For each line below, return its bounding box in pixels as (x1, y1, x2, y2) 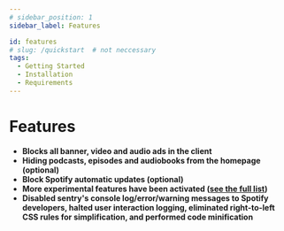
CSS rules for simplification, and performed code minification (21, 212, 254, 222)
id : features (9, 37, 58, 46)
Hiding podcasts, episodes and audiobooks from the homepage (21, 155, 261, 166)
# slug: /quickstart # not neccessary (9, 45, 157, 54)
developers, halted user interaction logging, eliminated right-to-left (21, 202, 276, 212)
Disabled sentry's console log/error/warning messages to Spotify (21, 192, 269, 204)
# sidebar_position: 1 (9, 12, 93, 22)
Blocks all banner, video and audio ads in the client (21, 145, 212, 156)
